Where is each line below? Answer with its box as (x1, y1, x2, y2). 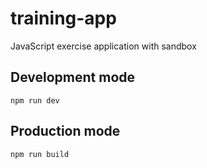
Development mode (10, 69, 136, 86)
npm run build (10, 149, 70, 159)
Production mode (10, 123, 121, 140)
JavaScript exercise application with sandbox (10, 40, 197, 52)
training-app (10, 7, 117, 30)
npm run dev (10, 95, 60, 106)
